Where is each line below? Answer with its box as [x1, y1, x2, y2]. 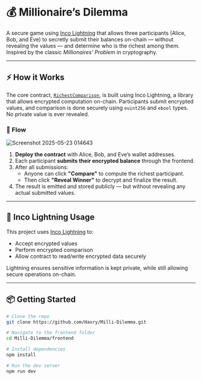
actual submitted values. [14, 189, 76, 197]
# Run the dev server [6, 363, 61, 369]
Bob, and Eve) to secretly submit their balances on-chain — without [6, 35, 174, 43]
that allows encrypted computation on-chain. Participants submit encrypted [6, 97, 194, 105]
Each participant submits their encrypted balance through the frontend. [14, 158, 195, 165]
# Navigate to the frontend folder [6, 329, 96, 336]
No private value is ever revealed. [6, 110, 90, 118]
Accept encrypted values [14, 239, 78, 247]
